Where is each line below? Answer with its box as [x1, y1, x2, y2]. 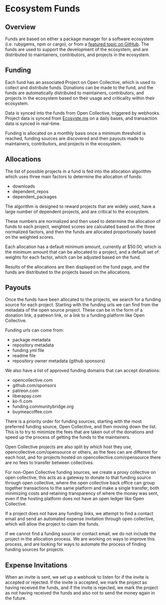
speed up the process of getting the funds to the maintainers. [5, 434, 131, 440]
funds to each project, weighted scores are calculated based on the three [5, 223, 155, 229]
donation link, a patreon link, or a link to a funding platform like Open [5, 312, 145, 318]
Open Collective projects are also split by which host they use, [5, 444, 132, 450]
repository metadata [12, 342, 54, 348]
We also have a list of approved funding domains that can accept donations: [5, 368, 161, 374]
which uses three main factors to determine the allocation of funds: [5, 173, 143, 179]
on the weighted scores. [5, 234, 55, 240]
